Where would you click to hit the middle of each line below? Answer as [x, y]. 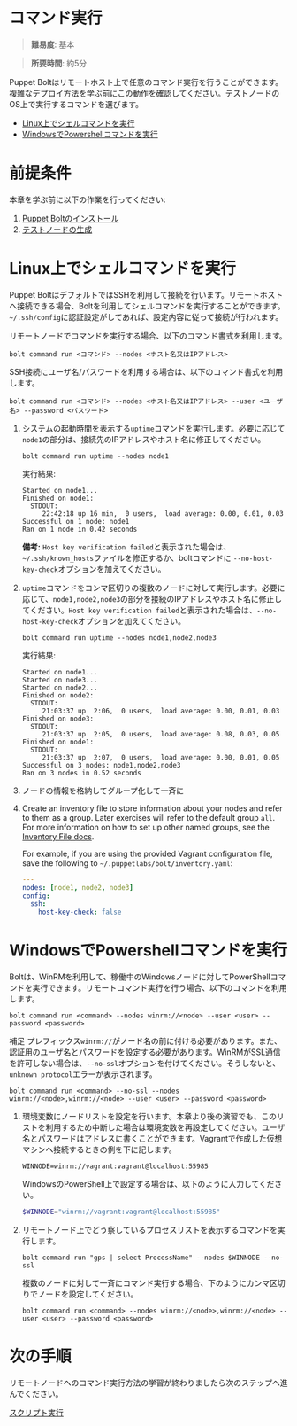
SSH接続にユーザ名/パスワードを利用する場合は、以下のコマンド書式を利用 [146, 371]
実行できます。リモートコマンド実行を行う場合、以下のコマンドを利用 [160, 988]
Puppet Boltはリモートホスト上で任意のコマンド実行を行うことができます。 [146, 82]
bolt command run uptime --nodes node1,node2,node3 [119, 638]
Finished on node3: [58, 719]
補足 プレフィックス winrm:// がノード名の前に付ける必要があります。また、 [146, 1041]
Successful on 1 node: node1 [76, 521]
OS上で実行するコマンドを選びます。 [76, 104]
